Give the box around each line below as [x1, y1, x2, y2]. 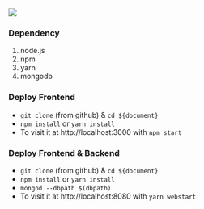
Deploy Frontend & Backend [8, 147, 120, 158]
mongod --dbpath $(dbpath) [19, 184, 112, 192]
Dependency [8, 27, 61, 39]
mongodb [19, 72, 53, 82]
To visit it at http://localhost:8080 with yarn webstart [19, 191, 197, 201]
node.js [19, 46, 46, 56]
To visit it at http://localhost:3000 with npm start [19, 127, 182, 136]
